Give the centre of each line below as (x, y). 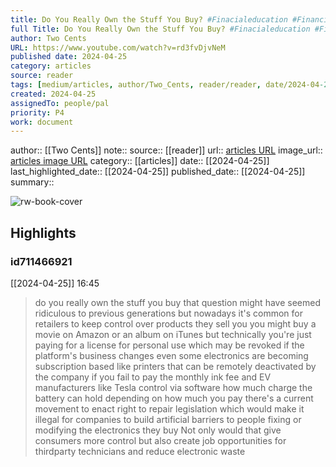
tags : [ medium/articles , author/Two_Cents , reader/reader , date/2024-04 (165, 85)
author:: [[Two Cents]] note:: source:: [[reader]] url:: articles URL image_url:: (166, 150)
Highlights (43, 232)
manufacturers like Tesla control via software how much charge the (173, 387)
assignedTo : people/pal (60, 103)
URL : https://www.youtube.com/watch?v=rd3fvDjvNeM (118, 47)
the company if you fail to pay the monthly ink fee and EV (153, 377)
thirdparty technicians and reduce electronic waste (140, 451)
